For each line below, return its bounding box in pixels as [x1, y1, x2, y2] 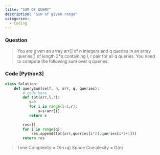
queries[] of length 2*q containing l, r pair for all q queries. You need [17, 53, 155, 59]
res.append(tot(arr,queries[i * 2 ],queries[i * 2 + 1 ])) [31, 131, 137, 136]
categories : [5, 16, 29, 21]
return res [23, 136, 45, 141]
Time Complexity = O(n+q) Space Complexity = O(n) [17, 145, 123, 151]
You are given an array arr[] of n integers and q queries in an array [17, 48, 151, 54]
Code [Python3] [5, 70, 44, 77]
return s [29, 113, 47, 118]
